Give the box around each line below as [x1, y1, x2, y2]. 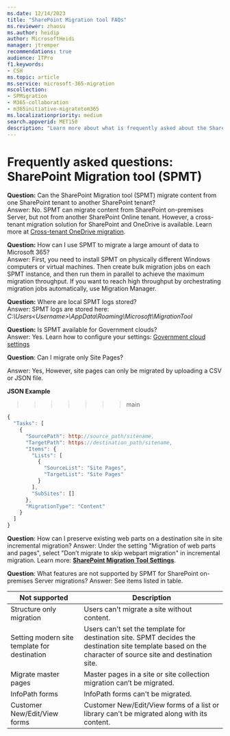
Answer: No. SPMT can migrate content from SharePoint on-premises [7, 206, 204, 214]
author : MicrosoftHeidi [7, 36, 75, 42]
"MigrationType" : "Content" [25, 503, 106, 510]
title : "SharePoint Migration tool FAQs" [7, 16, 127, 23]
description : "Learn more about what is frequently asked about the [7, 125, 207, 131]
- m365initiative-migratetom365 [7, 105, 99, 112]
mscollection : [7, 86, 48, 93]
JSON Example [7, 388, 51, 396]
